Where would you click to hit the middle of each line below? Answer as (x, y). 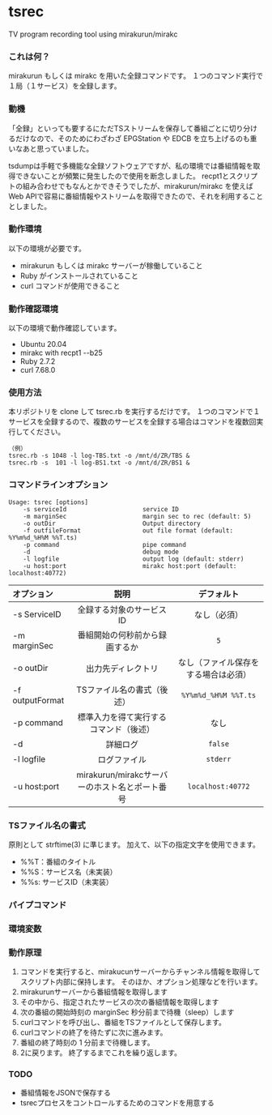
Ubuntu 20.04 (43, 344)
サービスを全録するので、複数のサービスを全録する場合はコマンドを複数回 (132, 422)
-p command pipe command (104, 545)
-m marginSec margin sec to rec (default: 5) (137, 516)
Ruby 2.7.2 (38, 361)
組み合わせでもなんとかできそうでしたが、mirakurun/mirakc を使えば (138, 186)
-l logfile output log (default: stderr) (134, 559)
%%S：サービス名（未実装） (68, 872)
